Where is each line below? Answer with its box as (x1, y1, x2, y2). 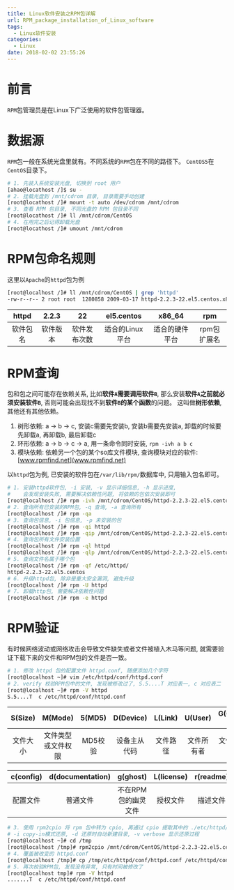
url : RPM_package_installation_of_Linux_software (7, 17, 155, 24)
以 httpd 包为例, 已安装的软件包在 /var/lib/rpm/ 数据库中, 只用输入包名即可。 (7, 470, 223, 478)
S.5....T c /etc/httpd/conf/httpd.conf (7, 693, 127, 700)
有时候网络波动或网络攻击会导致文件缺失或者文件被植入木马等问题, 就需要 (7, 644, 218, 653)
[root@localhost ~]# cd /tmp (7, 838, 92, 845)
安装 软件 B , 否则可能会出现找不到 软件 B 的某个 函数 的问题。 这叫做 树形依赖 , (13, 398, 222, 407)
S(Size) (10, 713, 36, 723)
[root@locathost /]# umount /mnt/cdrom (7, 225, 123, 232)
